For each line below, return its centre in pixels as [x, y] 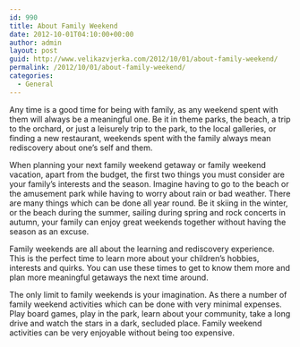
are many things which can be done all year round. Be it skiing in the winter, [149, 203]
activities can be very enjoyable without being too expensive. [122, 333]
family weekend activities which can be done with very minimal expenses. [146, 304]
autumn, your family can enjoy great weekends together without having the [148, 222]
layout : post [34, 51]
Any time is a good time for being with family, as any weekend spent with [144, 109]
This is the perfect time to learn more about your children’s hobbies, [134, 258]
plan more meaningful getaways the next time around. [109, 277]
